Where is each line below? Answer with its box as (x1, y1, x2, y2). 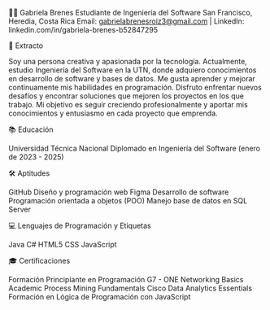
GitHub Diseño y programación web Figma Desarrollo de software (8, 187, 229, 197)
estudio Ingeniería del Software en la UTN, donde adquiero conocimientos (8, 65, 257, 75)
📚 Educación (8, 124, 54, 134)
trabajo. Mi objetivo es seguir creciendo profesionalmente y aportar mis (8, 100, 248, 109)
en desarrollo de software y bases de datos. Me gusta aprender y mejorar (8, 74, 256, 83)
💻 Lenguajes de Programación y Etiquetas (8, 220, 152, 230)
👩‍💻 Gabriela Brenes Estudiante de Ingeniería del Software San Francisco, (8, 8, 253, 17)
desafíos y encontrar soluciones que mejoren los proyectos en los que (8, 91, 244, 101)
